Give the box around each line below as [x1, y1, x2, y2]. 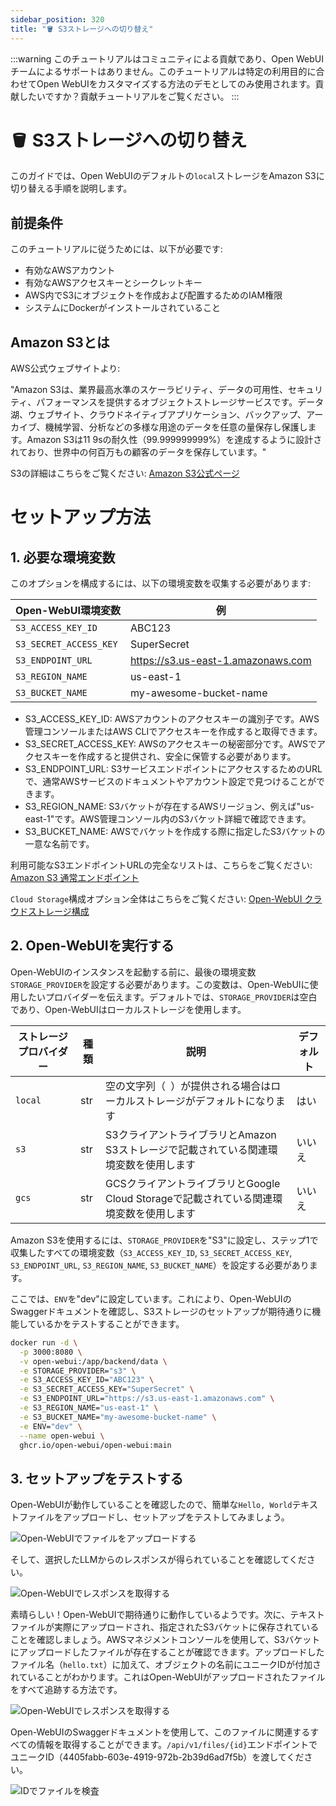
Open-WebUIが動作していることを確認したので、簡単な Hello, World [10, 1499, 293, 1511]
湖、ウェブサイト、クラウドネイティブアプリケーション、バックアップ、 [10, 409, 307, 421]
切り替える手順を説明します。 [10, 182, 133, 195]
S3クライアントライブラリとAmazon [104, 1127, 277, 1141]
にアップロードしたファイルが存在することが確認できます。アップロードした [10, 1646, 325, 1658]
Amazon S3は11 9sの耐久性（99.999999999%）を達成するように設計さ [26, 434, 323, 446]
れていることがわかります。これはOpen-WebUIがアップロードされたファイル [10, 1671, 326, 1683]
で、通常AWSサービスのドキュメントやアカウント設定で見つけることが [24, 776, 317, 788]
